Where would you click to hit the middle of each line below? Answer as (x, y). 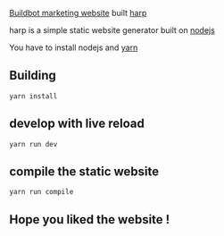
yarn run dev (33, 144)
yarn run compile (41, 192)
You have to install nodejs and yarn (74, 47)
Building (33, 76)
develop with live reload (77, 124)
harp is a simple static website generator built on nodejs (112, 30)
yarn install (33, 96)
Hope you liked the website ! (90, 219)
